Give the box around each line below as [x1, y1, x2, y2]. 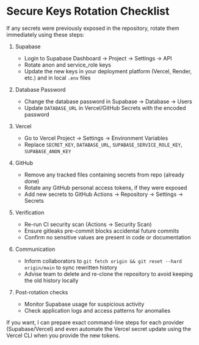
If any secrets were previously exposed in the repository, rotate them [6, 24, 180, 32]
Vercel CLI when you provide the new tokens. [6, 332, 121, 339]
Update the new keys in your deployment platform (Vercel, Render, [24, 67, 192, 74]
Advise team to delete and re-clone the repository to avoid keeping [24, 270, 194, 277]
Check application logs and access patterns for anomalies [24, 307, 171, 314]
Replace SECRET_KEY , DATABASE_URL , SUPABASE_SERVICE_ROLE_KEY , [24, 140, 183, 148]
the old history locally [24, 277, 79, 284]
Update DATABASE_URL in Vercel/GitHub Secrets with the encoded [24, 104, 186, 111]
